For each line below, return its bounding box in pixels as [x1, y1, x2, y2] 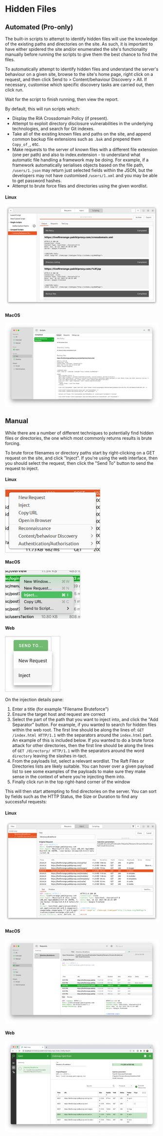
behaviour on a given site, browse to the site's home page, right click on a [5, 71, 153, 77]
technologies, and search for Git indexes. [12, 126, 95, 132]
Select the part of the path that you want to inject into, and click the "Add [12, 717, 159, 723]
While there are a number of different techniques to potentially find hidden [5, 430, 154, 436]
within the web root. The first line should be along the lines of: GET [12, 727, 145, 733]
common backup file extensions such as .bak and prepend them [12, 136, 141, 142]
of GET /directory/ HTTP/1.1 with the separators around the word [12, 748, 145, 754]
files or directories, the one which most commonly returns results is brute [5, 435, 152, 441]
